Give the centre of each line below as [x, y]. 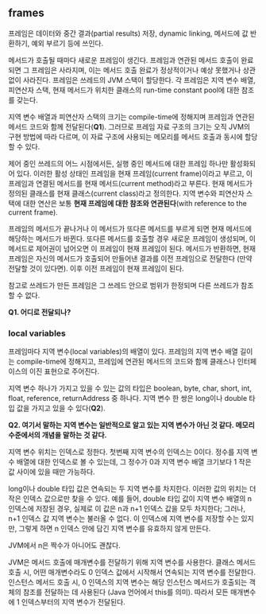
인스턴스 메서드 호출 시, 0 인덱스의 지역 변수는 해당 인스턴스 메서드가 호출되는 [128, 582]
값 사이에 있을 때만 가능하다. [52, 472]
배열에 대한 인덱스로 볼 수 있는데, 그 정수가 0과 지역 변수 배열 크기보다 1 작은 [134, 462]
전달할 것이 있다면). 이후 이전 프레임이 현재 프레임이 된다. [96, 268]
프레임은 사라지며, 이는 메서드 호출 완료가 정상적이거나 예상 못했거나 [136, 70]
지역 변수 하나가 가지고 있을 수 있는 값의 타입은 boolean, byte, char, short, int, [130, 388]
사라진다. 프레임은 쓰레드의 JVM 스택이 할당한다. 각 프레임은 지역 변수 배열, [139, 80]
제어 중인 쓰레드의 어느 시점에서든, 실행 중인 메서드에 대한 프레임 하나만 [118, 163]
